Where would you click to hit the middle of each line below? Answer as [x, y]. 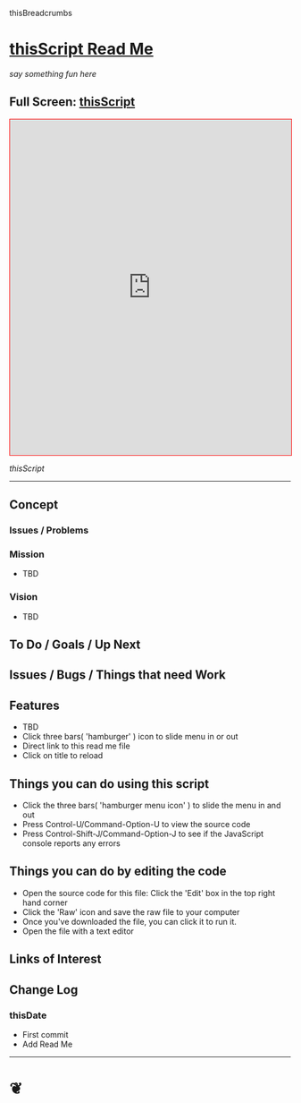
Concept [34, 505]
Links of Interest [55, 959]
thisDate [28, 1015]
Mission [27, 554]
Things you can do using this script [109, 784]
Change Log [44, 990]
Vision [24, 597]
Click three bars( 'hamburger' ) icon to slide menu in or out [130, 737]
